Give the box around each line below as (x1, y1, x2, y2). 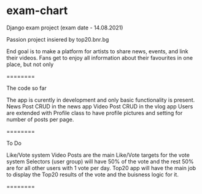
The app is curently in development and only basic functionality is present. (6, 96, 195, 103)
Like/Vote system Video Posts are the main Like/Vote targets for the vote (6, 151, 190, 159)
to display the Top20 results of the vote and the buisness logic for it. (6, 171, 179, 178)
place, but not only (6, 61, 54, 68)
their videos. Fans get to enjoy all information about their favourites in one (6, 54, 193, 61)
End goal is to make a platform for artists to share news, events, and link (6, 47, 188, 55)
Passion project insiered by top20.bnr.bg (6, 35, 109, 43)
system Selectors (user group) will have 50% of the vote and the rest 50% (6, 157, 195, 165)
